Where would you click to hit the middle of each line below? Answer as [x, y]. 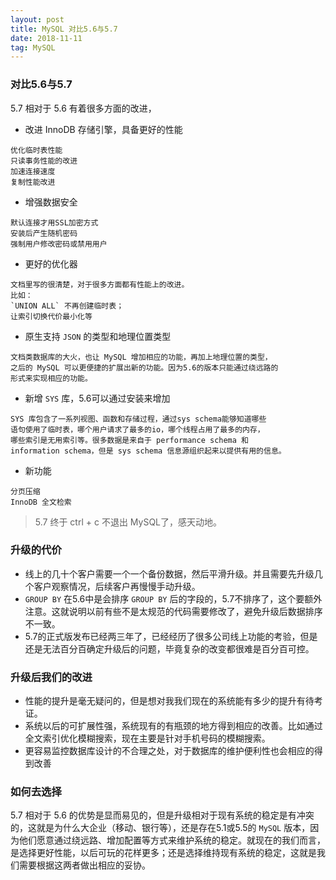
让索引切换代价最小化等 [51, 316]
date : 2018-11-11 [46, 38]
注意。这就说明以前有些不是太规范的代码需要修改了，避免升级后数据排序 [173, 611]
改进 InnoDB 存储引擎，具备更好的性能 [103, 129]
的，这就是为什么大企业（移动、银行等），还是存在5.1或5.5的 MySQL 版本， [160, 828]
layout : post [37, 19]
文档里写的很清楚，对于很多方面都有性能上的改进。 [100, 284]
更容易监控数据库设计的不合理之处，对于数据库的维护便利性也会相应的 [169, 751]
